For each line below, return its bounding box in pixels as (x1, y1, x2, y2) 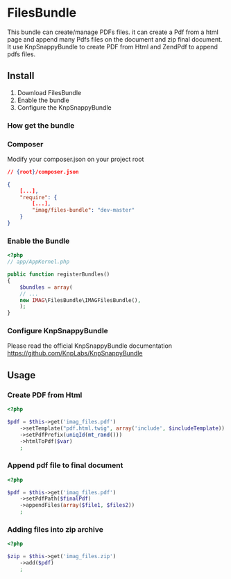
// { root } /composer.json (7, 168, 79, 175)
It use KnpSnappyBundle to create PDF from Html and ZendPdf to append (7, 42, 219, 51)
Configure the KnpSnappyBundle (17, 103, 112, 112)
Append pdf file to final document (7, 460, 123, 470)
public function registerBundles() (7, 271, 110, 278)
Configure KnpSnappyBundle (7, 326, 109, 336)
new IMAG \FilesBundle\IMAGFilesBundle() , (19, 296, 141, 303)
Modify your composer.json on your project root (7, 155, 144, 163)
